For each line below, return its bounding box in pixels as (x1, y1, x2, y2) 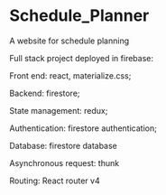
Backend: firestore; (9, 88, 80, 98)
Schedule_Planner (9, 5, 150, 26)
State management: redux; (9, 105, 108, 116)
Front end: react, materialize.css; (9, 70, 132, 81)
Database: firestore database (9, 140, 117, 151)
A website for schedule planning (9, 35, 130, 46)
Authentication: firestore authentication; (9, 123, 158, 134)
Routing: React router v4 (9, 175, 101, 186)
